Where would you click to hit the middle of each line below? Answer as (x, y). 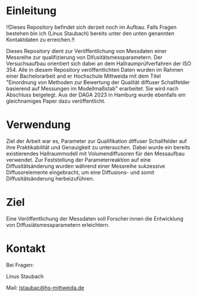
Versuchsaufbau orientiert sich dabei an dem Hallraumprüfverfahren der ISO (99, 64)
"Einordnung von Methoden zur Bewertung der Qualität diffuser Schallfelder (98, 82)
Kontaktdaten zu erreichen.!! (41, 39)
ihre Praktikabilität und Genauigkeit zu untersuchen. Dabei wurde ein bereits (98, 147)
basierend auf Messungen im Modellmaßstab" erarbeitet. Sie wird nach (92, 88)
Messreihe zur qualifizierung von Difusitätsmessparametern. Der (84, 57)
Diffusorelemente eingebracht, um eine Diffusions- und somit (80, 172)
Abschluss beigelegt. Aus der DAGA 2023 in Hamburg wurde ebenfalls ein (96, 95)
